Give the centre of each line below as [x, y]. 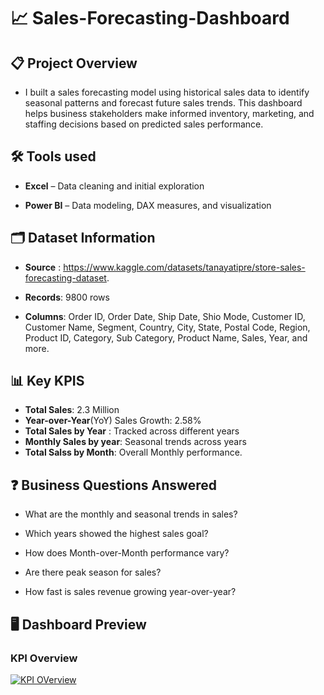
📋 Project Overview [74, 63]
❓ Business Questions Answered [113, 485]
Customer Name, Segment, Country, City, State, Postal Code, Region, [167, 327]
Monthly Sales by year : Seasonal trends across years [135, 442]
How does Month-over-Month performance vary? [127, 553]
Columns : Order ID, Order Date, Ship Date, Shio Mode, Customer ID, [165, 316]
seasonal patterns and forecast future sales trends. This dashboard [163, 103]
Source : [43, 267]
